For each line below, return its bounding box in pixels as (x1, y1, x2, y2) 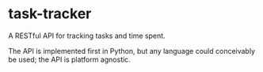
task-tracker (8, 5, 92, 23)
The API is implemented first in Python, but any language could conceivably (8, 46, 256, 55)
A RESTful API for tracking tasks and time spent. (8, 31, 166, 40)
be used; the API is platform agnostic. (8, 55, 131, 64)
